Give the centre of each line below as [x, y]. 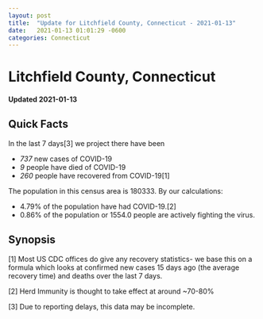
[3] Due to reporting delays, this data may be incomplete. [102, 306]
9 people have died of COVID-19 [73, 167]
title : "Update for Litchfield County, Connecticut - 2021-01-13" [122, 23]
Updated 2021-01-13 [43, 99]
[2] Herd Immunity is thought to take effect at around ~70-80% [111, 291]
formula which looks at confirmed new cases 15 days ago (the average [124, 267]
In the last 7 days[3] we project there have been [87, 143]
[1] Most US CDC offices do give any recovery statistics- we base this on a [130, 259]
